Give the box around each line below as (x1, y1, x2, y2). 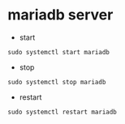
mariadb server (7, 6, 114, 24)
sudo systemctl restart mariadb (7, 108, 117, 116)
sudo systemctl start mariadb (7, 48, 110, 56)
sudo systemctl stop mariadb (7, 78, 106, 86)
